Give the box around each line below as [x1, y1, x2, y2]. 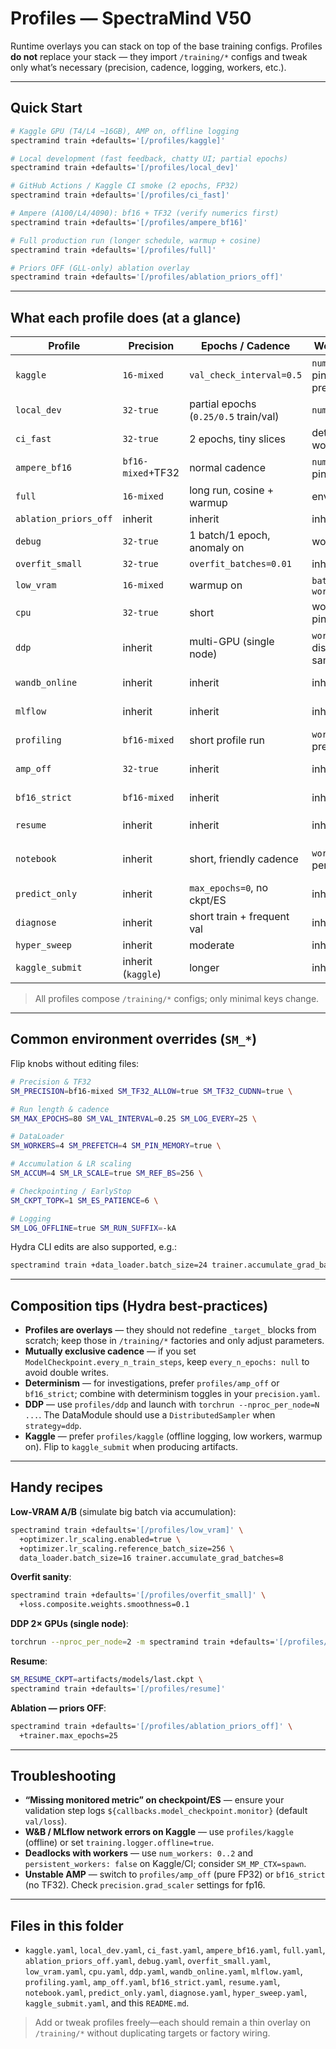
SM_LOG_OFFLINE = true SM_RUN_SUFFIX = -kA [10, 1223, 177, 1233]
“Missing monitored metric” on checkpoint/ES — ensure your [24, 1794, 285, 1806]
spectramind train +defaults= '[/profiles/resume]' [10, 1683, 226, 1694]
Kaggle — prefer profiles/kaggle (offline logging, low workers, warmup [24, 1430, 323, 1442]
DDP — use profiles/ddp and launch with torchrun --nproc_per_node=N [24, 1398, 320, 1411]
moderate [189, 938, 235, 952]
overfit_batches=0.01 [189, 558, 292, 570]
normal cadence [189, 461, 266, 475]
